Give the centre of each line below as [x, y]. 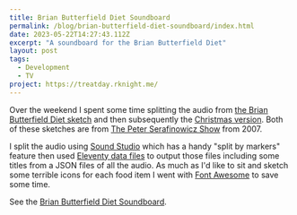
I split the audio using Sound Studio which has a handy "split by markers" [145, 146]
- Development [44, 68]
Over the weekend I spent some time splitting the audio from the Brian [139, 109]
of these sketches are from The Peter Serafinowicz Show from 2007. [136, 129]
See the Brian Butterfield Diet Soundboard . [88, 202]
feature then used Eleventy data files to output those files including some [144, 155]
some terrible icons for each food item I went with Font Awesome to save [144, 175]
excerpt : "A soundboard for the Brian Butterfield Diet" [118, 43]
